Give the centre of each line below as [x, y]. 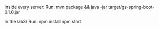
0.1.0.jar [12, 12]
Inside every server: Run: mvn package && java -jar [56, 7]
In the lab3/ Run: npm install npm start [43, 22]
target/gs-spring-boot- [131, 7]
